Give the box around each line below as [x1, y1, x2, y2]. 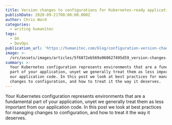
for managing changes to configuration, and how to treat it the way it [5, 109, 150, 115]
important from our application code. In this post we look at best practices [5, 103, 162, 110]
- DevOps [10, 41, 29, 46]
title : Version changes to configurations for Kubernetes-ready [5, 7, 145, 13]
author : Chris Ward [5, 17, 47, 22]
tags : [5, 31, 17, 36]
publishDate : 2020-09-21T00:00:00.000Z [5, 12, 91, 17]
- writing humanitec [10, 27, 54, 32]
